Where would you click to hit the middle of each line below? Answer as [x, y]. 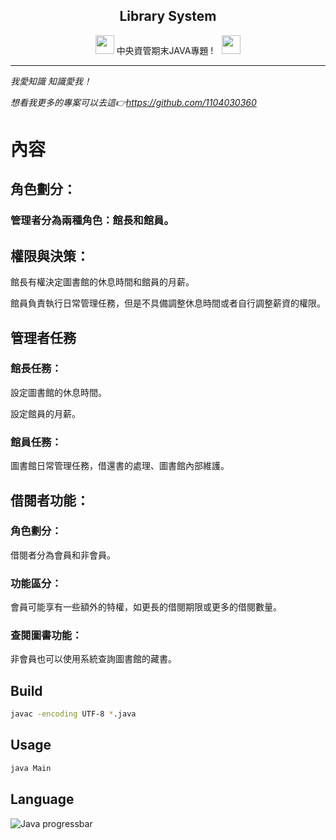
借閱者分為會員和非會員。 [63, 555]
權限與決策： [50, 255]
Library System [168, 16]
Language [42, 799]
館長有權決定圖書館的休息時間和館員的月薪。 [102, 282]
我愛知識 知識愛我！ [51, 81]
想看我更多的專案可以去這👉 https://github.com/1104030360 [133, 102]
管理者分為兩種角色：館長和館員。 [92, 221]
